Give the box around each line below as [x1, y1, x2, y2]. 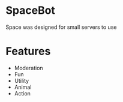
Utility [14, 77, 29, 84]
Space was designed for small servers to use [5, 23, 117, 31]
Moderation [14, 64, 43, 71]
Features [5, 44, 51, 58]
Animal [14, 83, 32, 91]
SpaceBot [5, 4, 55, 17]
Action [14, 89, 31, 97]
